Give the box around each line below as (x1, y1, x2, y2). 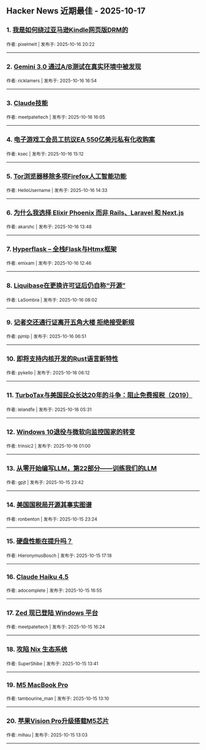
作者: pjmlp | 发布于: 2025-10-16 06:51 (6, 334, 87, 340)
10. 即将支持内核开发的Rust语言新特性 (6, 354, 118, 363)
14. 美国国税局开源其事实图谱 (6, 500, 92, 509)
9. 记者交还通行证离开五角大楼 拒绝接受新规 (6, 318, 135, 326)
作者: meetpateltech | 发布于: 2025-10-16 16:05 (6, 114, 105, 121)
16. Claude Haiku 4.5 (6, 572, 69, 581)
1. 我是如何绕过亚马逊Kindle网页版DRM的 (6, 26, 129, 34)
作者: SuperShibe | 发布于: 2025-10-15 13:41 (6, 660, 99, 667)
